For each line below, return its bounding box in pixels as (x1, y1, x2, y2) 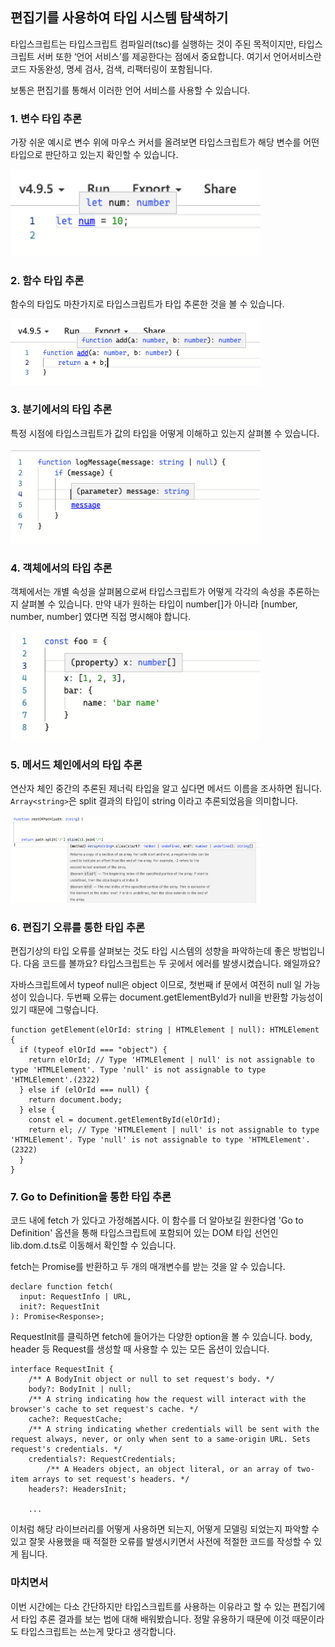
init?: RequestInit (19, 1302, 101, 1312)
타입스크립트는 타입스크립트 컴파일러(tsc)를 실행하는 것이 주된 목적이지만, (10, 38, 297, 50)
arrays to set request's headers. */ (32, 1474, 190, 1485)
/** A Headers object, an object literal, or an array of (46, 1464, 293, 1475)
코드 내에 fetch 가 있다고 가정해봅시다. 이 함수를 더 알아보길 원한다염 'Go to (10, 1214, 304, 1227)
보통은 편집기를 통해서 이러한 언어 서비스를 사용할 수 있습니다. (10, 84, 251, 96)
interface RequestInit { (10, 1364, 114, 1375)
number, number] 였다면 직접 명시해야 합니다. (10, 611, 192, 623)
